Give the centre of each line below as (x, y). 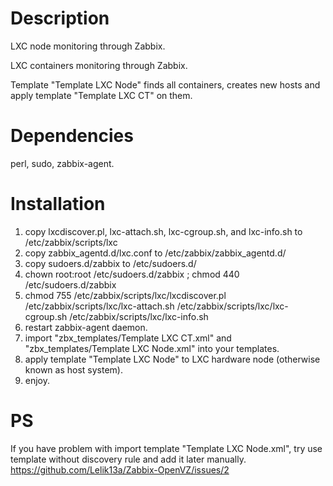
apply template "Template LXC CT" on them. (101, 95)
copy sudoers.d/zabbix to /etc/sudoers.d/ (110, 263)
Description (60, 18)
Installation (58, 204)
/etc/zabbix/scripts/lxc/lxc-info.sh (139, 316)
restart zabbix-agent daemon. (86, 327)
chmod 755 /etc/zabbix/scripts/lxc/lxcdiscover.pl (125, 295)
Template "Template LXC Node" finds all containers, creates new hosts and (165, 84)
